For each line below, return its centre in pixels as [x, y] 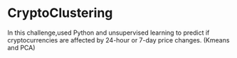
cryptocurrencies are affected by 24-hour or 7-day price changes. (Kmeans [118, 40]
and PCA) [21, 47]
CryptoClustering [60, 13]
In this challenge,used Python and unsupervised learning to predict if [109, 33]
